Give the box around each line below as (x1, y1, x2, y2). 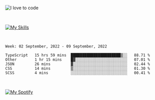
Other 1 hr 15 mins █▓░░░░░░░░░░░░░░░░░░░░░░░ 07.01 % (5, 57, 150, 62)
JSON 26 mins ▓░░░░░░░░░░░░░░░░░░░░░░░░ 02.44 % (5, 62, 150, 67)
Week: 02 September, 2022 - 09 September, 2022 (5, 44, 108, 49)
